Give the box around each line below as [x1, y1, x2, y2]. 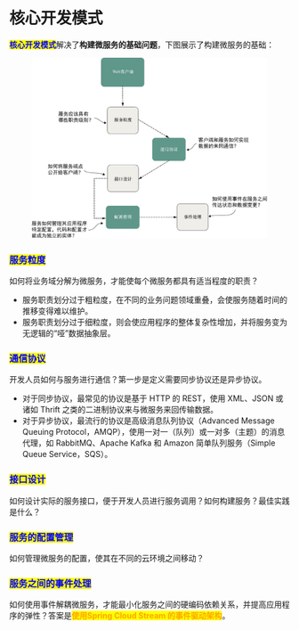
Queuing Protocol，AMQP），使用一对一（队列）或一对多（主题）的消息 [21, 427, 286, 438]
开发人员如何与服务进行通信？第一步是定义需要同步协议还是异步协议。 [9, 374, 267, 385]
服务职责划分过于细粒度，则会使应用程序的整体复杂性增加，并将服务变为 [21, 317, 287, 328]
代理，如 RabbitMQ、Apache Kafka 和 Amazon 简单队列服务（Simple [21, 438, 276, 448]
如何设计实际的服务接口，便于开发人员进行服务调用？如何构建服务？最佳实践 [9, 495, 290, 506]
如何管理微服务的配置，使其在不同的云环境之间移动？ [9, 552, 205, 563]
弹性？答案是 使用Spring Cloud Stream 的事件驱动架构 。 [24, 610, 230, 621]
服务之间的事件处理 [9, 577, 92, 589]
